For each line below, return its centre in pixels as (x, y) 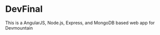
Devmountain (19, 28)
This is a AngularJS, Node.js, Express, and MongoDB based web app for (80, 23)
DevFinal (24, 9)
